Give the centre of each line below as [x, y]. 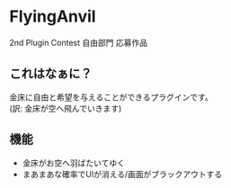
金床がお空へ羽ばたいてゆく [74, 163]
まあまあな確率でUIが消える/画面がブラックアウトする [122, 174]
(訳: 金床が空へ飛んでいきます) [66, 108]
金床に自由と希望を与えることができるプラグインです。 [111, 97]
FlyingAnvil [53, 17]
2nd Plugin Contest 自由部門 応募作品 [79, 42]
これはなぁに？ [51, 74]
